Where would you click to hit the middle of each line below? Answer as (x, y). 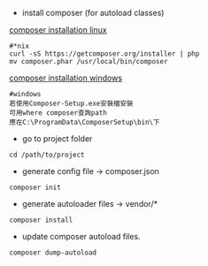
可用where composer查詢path (58, 113)
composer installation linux (58, 30)
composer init (35, 187)
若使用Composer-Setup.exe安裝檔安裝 (71, 103)
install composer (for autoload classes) (93, 13)
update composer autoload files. (81, 236)
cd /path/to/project (47, 155)
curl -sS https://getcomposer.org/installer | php (104, 54)
